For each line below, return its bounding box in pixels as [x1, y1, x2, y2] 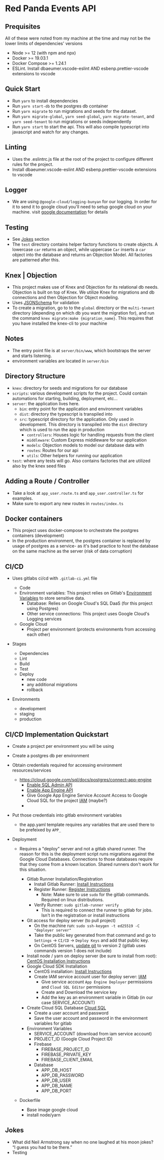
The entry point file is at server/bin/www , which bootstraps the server [12, 347, 151, 353]
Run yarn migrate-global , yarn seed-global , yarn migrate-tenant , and [12, 113, 155, 119]
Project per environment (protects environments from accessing [26, 626, 156, 633]
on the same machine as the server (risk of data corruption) [12, 548, 133, 554]
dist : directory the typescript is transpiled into [19, 411, 113, 417]
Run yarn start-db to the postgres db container [12, 103, 108, 109]
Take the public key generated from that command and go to [34, 932, 156, 938]
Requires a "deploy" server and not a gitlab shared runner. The [19, 845, 145, 851]
